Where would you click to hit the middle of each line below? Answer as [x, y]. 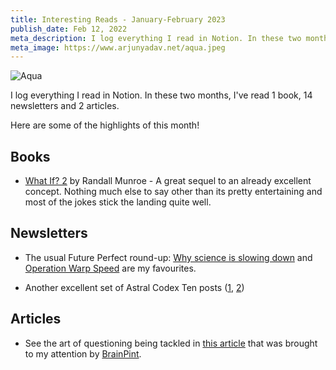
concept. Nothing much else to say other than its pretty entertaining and [173, 192]
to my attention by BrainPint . [83, 353]
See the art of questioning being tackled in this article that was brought [171, 343]
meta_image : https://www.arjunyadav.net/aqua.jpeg [118, 47]
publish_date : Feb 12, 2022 [69, 29]
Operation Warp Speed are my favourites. [110, 268]
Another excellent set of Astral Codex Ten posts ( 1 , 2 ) [134, 287]
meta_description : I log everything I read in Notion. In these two [156, 38]
